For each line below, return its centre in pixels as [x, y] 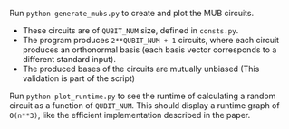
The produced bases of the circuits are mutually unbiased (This [141, 69]
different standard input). [69, 59]
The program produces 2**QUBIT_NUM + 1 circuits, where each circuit [150, 40]
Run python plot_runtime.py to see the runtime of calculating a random [143, 96]
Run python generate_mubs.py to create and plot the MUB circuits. [132, 13]
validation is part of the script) [79, 78]
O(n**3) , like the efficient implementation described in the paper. [130, 115]
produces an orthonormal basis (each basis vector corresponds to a [149, 50]
